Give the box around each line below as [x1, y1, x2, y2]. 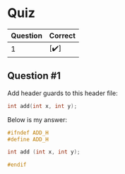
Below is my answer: [7, 115, 68, 124]
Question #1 [7, 70, 61, 82]
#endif [7, 161, 27, 168]
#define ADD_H [7, 136, 49, 143]
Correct [49, 31, 76, 40]
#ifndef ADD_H [7, 129, 49, 136]
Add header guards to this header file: [7, 89, 118, 97]
